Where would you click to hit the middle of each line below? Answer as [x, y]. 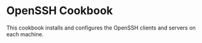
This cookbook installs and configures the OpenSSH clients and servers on [101, 28]
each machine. [25, 34]
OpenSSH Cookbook [60, 11]
